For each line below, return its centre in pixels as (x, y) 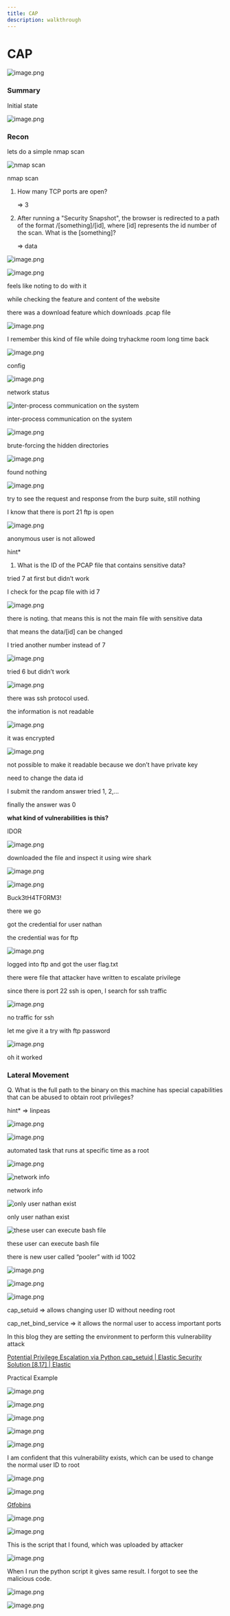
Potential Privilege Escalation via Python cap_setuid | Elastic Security (105, 1357)
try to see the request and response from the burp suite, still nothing (104, 499)
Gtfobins (19, 1505)
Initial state (23, 105)
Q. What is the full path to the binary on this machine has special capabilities (115, 1090)
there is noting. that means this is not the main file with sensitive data (105, 619)
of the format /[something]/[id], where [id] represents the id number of (117, 226)
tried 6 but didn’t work (38, 672)
